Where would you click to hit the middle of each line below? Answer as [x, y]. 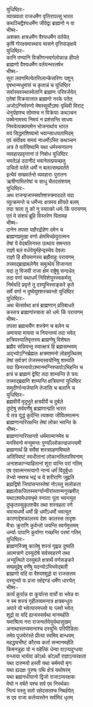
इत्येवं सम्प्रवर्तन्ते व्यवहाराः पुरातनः [37, 175]
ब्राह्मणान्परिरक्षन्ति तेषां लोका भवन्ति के [42, 422]
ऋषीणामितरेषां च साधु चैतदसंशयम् [39, 181]
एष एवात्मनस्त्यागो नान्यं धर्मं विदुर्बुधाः [40, 470]
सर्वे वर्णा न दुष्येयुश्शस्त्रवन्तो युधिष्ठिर [40, 291]
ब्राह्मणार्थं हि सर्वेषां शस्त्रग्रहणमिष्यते [38, 450]
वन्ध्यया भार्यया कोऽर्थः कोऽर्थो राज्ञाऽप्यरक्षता [46, 656]
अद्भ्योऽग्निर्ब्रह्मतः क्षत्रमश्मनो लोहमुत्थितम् [44, 353]
